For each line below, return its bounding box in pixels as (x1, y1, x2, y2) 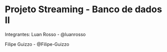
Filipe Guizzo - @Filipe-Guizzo (5, 41, 70, 47)
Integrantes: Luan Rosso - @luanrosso (5, 31, 86, 37)
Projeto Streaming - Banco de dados (5, 4, 162, 15)
